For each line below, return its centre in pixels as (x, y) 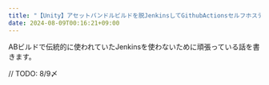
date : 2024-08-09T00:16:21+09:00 (64, 23)
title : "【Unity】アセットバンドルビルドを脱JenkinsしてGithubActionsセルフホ (130, 15)
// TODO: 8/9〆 (33, 73)
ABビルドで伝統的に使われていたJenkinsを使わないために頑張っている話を (131, 46)
